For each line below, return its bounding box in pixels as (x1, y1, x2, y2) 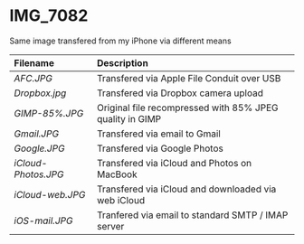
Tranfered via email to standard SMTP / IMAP (96, 209, 289, 221)
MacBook (96, 168, 138, 181)
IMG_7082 (9, 5, 89, 26)
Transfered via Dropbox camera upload (96, 87, 264, 99)
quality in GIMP (96, 112, 162, 125)
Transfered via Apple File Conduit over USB (96, 71, 281, 84)
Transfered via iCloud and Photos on (96, 156, 252, 169)
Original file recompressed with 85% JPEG (96, 101, 279, 114)
